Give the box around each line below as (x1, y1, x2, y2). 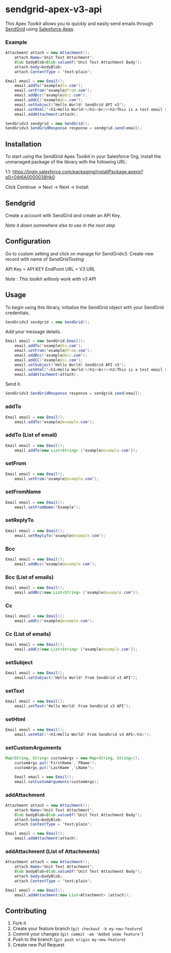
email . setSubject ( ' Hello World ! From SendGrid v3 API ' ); (14, 675, 138, 680)
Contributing (5, 907, 47, 915)
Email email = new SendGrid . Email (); (5, 339, 85, 344)
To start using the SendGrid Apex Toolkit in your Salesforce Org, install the (5, 153, 161, 159)
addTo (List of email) (5, 432, 58, 439)
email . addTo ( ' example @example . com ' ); (14, 419, 95, 424)
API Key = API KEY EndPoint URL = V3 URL (5, 266, 96, 272)
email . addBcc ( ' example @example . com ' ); (14, 561, 97, 566)
